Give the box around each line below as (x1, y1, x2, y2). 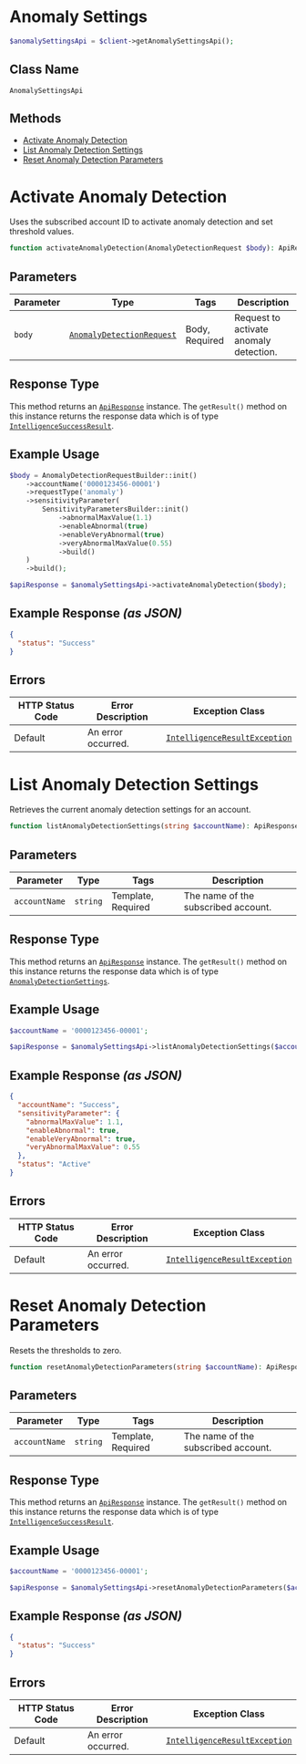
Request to (234, 312, 280, 325)
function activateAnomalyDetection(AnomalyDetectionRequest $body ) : (9, 244, 275, 253)
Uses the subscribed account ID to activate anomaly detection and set (9, 216, 273, 227)
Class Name (9, 62, 79, 78)
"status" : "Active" (17, 1160, 92, 1169)
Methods (9, 111, 62, 127)
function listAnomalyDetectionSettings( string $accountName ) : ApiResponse (9, 822, 300, 831)
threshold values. (9, 226, 75, 237)
